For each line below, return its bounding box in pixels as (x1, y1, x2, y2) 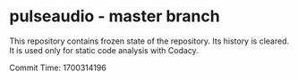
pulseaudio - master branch (9, 6, 221, 27)
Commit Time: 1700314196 (9, 62, 107, 73)
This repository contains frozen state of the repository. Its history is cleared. (9, 36, 289, 46)
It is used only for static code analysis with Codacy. (9, 44, 199, 55)
